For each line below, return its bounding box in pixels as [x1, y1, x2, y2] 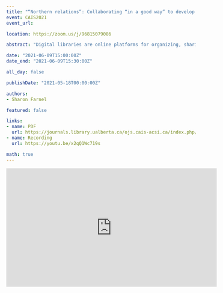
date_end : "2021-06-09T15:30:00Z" [6, 58, 93, 64]
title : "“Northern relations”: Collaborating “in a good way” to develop [6, 8, 195, 15]
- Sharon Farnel [6, 96, 47, 102]
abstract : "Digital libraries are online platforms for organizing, [6, 42, 182, 48]
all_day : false [6, 69, 44, 75]
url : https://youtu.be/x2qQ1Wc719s [11, 140, 101, 146]
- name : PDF [6, 124, 36, 130]
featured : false [6, 107, 47, 113]
